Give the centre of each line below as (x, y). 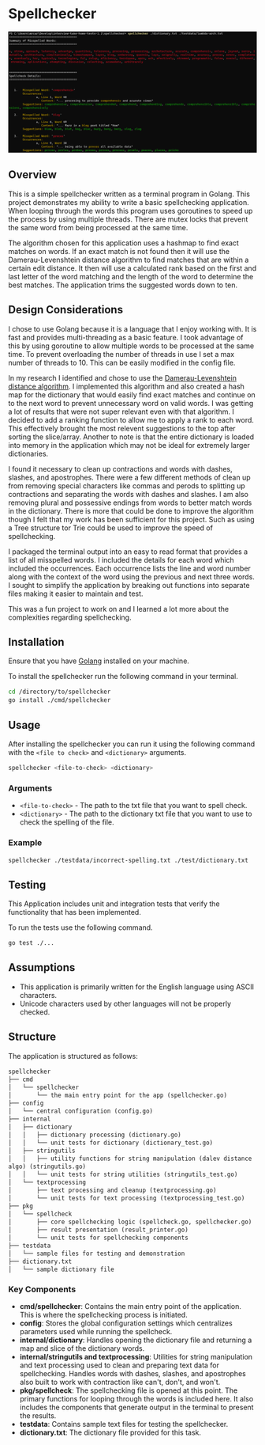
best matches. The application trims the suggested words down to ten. (123, 285)
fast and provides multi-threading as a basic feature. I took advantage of (126, 337)
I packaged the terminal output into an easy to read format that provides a (128, 552)
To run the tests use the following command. (80, 927)
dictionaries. (28, 453)
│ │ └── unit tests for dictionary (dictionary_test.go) (111, 1143)
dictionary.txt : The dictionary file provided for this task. (110, 1432)
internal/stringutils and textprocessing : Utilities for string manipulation (136, 1357)
